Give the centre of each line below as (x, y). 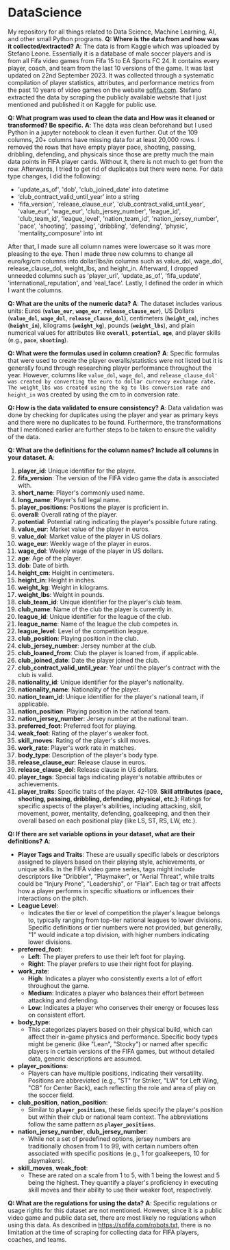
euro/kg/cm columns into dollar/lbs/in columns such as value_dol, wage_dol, (115, 261)
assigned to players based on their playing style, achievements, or (111, 862)
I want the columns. (36, 290)
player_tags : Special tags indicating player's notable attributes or (110, 777)
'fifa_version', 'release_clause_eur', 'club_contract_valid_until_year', (111, 204)
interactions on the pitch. (53, 898)
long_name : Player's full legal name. (69, 499)
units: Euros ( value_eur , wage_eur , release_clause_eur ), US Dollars (101, 311)
